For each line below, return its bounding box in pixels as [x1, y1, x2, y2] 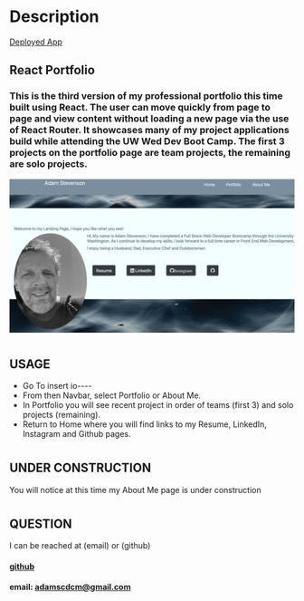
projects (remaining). [22, 409, 101, 420]
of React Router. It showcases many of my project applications [9, 124, 290, 137]
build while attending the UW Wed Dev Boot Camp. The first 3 [9, 135, 285, 148]
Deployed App [9, 36, 63, 47]
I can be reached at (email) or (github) [9, 540, 151, 551]
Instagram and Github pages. [22, 428, 131, 439]
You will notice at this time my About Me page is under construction [9, 484, 261, 495]
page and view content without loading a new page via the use [9, 112, 290, 125]
